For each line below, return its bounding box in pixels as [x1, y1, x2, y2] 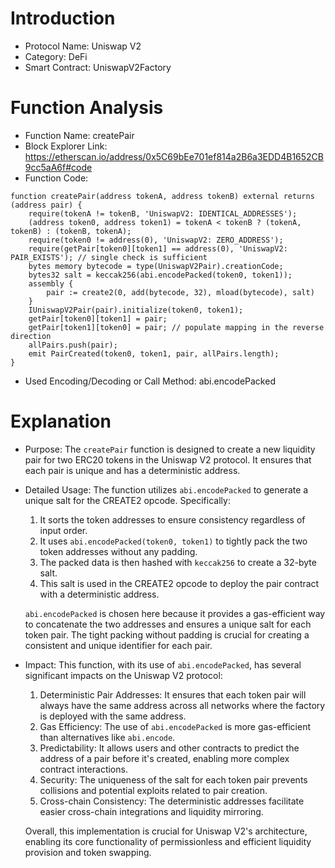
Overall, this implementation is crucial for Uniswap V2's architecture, [24, 825, 308, 837]
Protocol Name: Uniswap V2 [24, 40, 142, 52]
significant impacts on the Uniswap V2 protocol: [24, 669, 223, 681]
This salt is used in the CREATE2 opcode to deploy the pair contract [39, 577, 320, 589]
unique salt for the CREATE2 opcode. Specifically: [24, 494, 231, 506]
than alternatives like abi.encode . [39, 731, 176, 743]
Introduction [10, 7, 116, 30]
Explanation [10, 410, 112, 433]
